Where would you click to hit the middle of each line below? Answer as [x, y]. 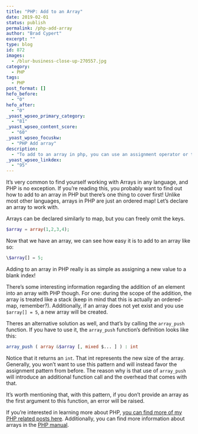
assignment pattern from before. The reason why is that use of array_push [96, 370]
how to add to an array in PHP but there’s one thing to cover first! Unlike [93, 195]
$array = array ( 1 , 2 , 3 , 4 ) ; [38, 230]
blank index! [21, 275]
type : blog [19, 45]
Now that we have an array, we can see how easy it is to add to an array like [98, 241]
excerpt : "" [21, 39]
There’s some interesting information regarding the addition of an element [95, 286]
